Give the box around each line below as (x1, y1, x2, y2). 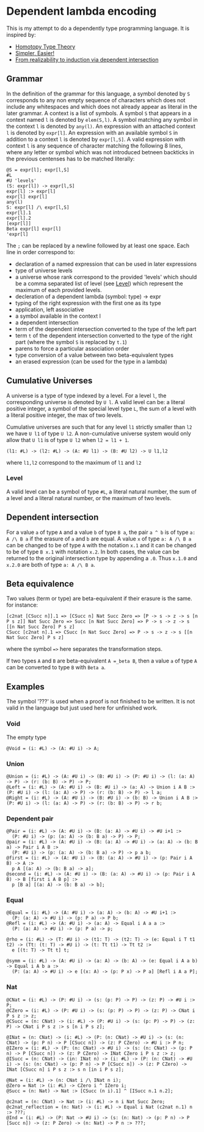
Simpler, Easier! (15, 49, 55, 56)
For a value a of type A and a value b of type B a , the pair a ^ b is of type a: (6, 528, 195, 536)
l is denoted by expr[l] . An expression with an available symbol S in (6, 129, 178, 136)
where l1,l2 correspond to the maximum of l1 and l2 (6, 459, 142, 466)
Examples (6, 681, 45, 692)
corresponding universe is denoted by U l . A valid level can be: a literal (6, 398, 185, 405)
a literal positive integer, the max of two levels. (6, 411, 123, 419)
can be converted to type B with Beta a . (6, 664, 106, 671)
